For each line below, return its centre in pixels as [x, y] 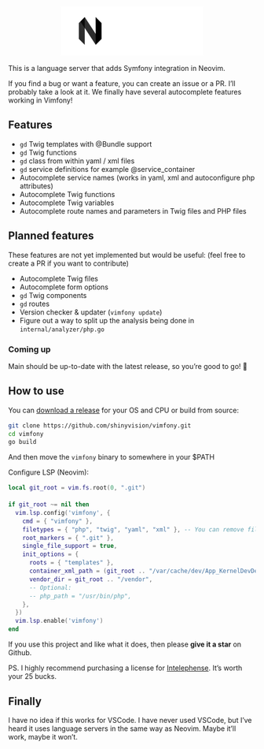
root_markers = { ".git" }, [68, 538]
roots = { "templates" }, [71, 563]
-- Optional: [50, 587]
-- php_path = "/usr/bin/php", [80, 596]
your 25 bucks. [33, 676]
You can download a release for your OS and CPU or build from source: [124, 410]
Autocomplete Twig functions [67, 194]
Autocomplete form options [64, 287]
